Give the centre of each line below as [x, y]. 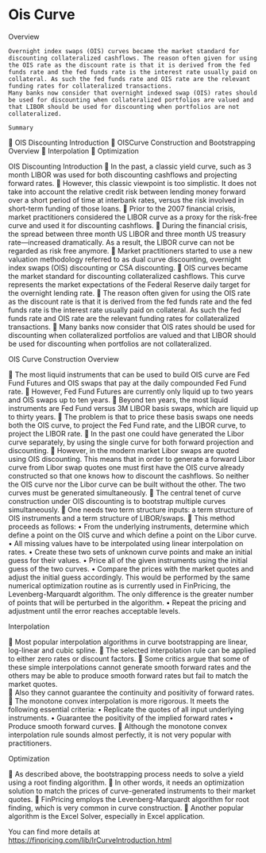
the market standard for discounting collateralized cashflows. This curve [127, 276]
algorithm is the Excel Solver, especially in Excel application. [106, 816]
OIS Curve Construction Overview [64, 359]
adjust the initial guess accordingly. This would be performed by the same [129, 577]
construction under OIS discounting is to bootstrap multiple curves [117, 501]
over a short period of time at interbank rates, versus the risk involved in [126, 200]
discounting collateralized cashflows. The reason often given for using [133, 58]
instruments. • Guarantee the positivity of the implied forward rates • [121, 718]
